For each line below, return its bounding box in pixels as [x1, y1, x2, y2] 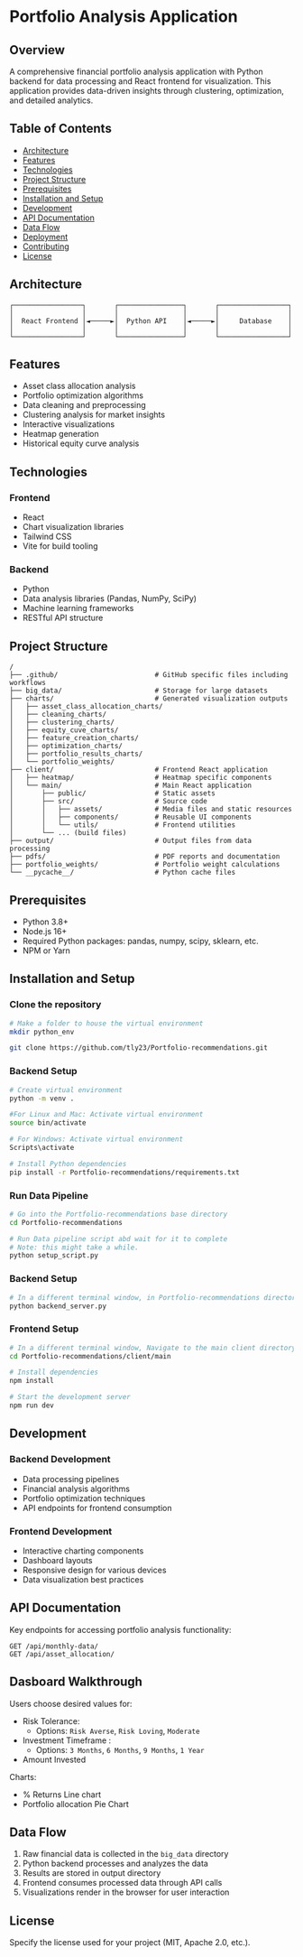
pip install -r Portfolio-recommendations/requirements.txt [9, 1167, 241, 1177]
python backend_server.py [9, 1302, 106, 1311]
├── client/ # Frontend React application [9, 765, 269, 774]
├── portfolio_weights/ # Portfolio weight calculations [9, 860, 280, 869]
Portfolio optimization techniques [22, 1492, 146, 1504]
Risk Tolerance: [22, 1715, 80, 1726]
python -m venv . [9, 1094, 75, 1103]
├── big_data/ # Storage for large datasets [9, 686, 269, 696]
